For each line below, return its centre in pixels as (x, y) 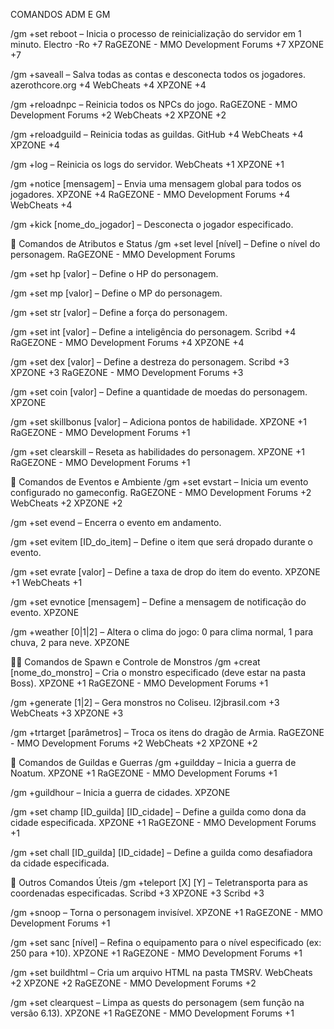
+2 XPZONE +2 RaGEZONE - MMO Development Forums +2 (133, 983)
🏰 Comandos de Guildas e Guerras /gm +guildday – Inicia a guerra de (153, 762)
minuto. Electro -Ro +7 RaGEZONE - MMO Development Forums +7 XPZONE (167, 44)
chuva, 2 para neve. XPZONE (70, 642)
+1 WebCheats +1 (46, 582)
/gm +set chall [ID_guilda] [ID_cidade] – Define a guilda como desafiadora (161, 852)
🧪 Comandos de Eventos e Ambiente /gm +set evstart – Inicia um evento (159, 482)
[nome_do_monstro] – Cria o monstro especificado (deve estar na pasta (158, 672)
